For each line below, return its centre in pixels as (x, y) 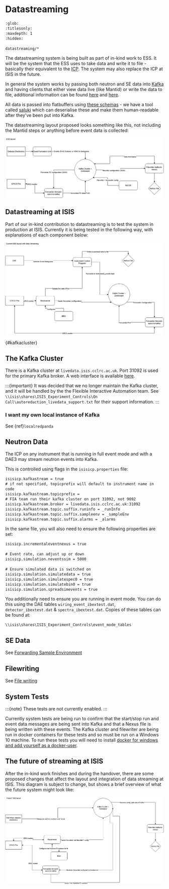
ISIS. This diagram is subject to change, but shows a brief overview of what (83, 784)
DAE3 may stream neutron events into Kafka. (52, 459)
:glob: (12, 23)
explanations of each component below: (47, 235)
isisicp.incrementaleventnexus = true (46, 544)
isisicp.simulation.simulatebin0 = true (48, 585)
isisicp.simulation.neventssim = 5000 (46, 559)
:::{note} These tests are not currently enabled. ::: (56, 709)
